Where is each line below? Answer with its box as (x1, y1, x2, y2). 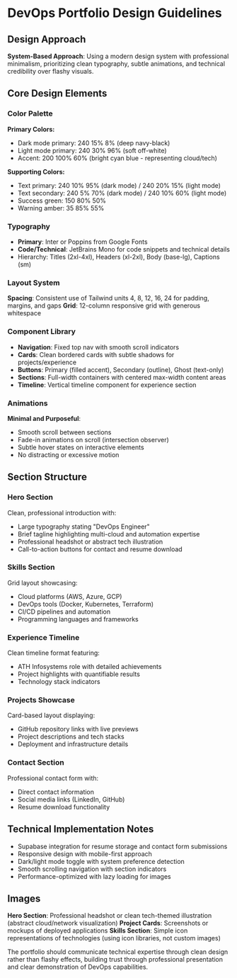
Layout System (7, 278, 60, 288)
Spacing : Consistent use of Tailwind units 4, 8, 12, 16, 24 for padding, (7, 294, 210, 303)
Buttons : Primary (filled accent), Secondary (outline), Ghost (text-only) (17, 365, 224, 373)
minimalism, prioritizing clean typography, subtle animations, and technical (7, 60, 225, 68)
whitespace (7, 309, 41, 317)
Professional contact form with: (7, 774, 99, 782)
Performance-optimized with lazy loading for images (17, 872, 171, 880)
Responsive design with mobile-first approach (17, 849, 152, 858)
